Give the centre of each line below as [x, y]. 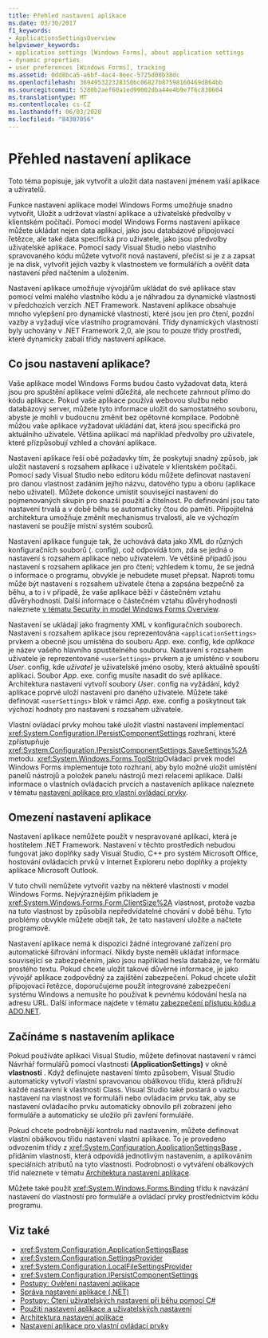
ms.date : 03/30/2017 [43, 23]
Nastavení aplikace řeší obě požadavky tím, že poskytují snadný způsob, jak [133, 458]
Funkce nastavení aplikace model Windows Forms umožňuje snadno [120, 205]
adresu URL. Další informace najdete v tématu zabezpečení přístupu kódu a [132, 1003]
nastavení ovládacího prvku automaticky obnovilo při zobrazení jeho [120, 1107]
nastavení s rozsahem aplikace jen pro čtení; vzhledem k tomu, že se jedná [132, 566]
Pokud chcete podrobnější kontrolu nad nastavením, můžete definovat [124, 1131]
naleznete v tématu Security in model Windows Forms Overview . [114, 609]
